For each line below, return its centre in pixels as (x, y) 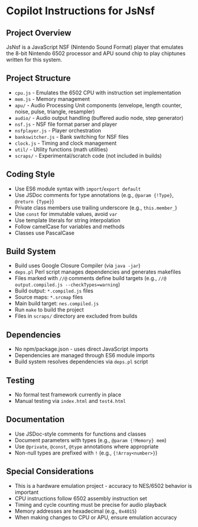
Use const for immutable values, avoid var (66, 214)
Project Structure (38, 78)
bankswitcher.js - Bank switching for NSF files (72, 136)
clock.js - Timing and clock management (66, 143)
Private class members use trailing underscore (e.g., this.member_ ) (96, 207)
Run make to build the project (49, 310)
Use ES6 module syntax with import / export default (78, 189)
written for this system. (34, 60)
